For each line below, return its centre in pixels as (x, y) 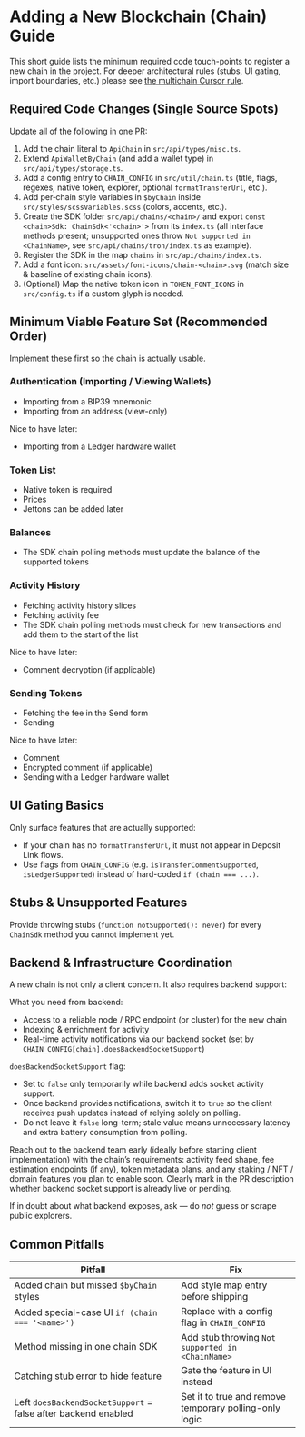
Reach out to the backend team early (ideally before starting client (133, 1150)
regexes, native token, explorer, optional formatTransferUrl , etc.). (145, 187)
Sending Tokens (46, 693)
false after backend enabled (74, 1413)
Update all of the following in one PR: (79, 131)
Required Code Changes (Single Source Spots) (144, 110)
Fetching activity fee (61, 614)
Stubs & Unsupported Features (98, 903)
